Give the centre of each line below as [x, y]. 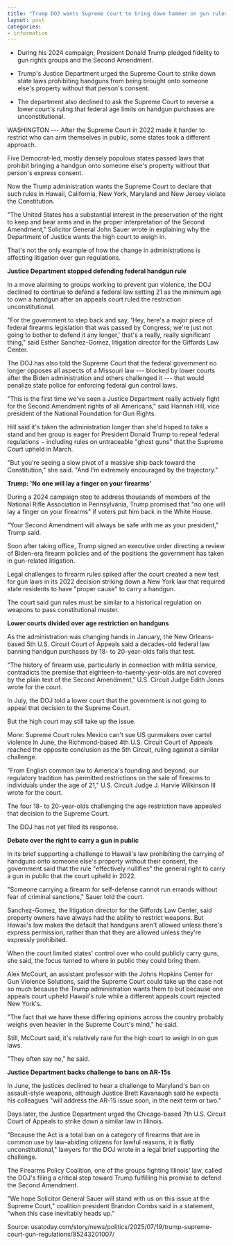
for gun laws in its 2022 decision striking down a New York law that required [116, 582]
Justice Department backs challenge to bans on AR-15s [89, 1072]
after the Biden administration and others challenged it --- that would [106, 378]
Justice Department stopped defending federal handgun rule [97, 271]
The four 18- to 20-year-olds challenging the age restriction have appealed [114, 806]
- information [28, 33]
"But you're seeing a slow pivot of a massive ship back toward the [102, 463]
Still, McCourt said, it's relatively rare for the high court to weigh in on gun [113, 1038]
